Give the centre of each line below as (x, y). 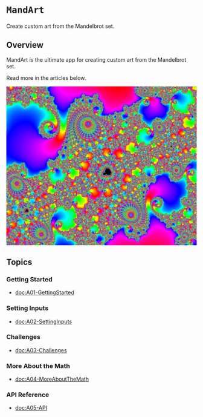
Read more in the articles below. (46, 77)
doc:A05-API (31, 408)
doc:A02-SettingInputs (43, 321)
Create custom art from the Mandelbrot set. (60, 26)
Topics (19, 262)
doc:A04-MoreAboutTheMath (52, 379)
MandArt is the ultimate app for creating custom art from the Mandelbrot (96, 59)
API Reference (28, 395)
